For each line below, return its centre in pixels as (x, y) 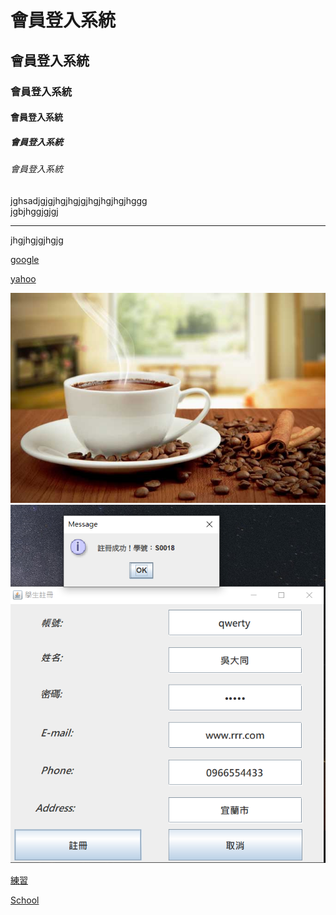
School (25, 900)
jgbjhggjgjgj (34, 211)
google (25, 259)
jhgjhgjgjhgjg (37, 240)
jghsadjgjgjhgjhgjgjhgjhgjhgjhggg (79, 200)
